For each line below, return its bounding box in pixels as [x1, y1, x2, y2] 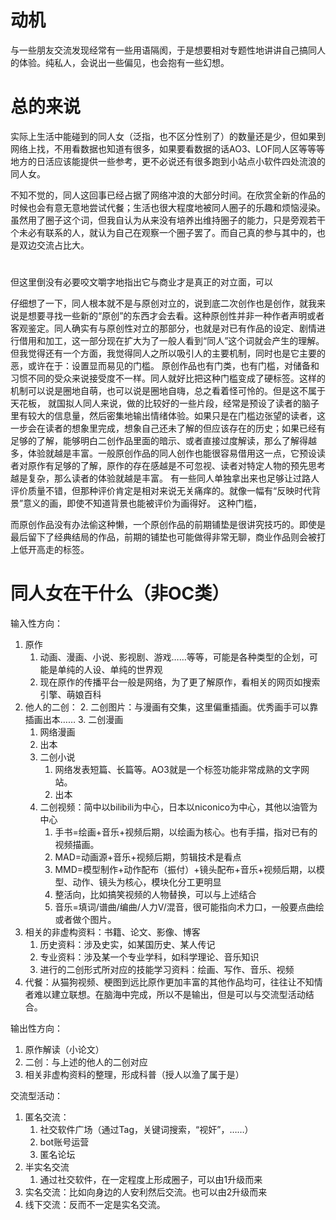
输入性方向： [10, 617, 63, 629]
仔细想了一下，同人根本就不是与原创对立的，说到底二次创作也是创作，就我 [10, 297, 317, 310]
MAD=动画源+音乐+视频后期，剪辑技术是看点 [54, 851, 242, 863]
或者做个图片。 [54, 914, 117, 925]
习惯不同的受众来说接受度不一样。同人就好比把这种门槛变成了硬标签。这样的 [10, 372, 326, 385]
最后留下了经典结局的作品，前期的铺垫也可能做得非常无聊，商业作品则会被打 [10, 531, 326, 543]
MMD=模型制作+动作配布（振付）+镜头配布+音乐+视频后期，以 [54, 864, 317, 875]
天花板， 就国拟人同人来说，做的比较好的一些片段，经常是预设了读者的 [10, 397, 302, 410]
